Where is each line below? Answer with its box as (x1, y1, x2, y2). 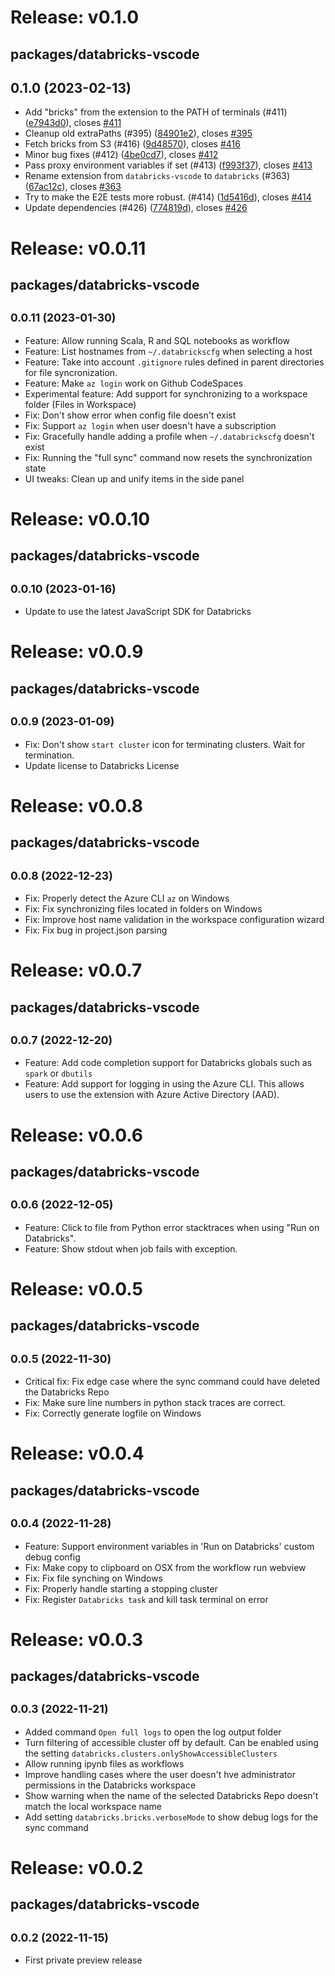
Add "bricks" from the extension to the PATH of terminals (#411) (24, 106, 288, 118)
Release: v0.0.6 (10, 1124, 144, 1146)
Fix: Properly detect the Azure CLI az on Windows (24, 892, 230, 904)
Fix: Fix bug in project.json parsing (24, 924, 168, 936)
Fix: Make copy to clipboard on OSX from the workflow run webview (24, 1561, 307, 1573)
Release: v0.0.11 (10, 237, 147, 260)
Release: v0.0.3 (10, 1628, 144, 1651)
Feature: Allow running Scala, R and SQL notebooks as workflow (24, 334, 291, 346)
